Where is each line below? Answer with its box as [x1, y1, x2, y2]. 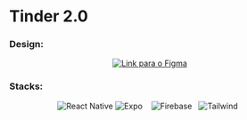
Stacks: [9, 80, 44, 92]
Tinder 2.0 [9, 6, 89, 27]
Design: [9, 38, 45, 51]
